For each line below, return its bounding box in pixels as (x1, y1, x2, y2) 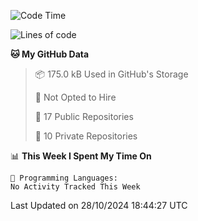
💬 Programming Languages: (10, 173, 118, 183)
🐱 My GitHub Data (10, 48, 90, 60)
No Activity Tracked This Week (10, 182, 141, 192)
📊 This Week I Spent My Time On (10, 150, 152, 162)
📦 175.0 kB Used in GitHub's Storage (34, 68, 189, 80)
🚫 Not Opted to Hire (34, 91, 117, 103)
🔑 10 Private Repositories (34, 130, 138, 142)
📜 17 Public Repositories (34, 111, 134, 122)
